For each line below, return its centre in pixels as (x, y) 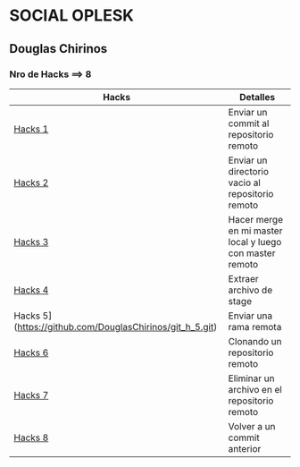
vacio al (244, 183)
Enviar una (250, 316)
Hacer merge (256, 219)
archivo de (250, 290)
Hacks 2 (31, 183)
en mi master (255, 231)
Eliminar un (251, 378)
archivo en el (255, 389)
